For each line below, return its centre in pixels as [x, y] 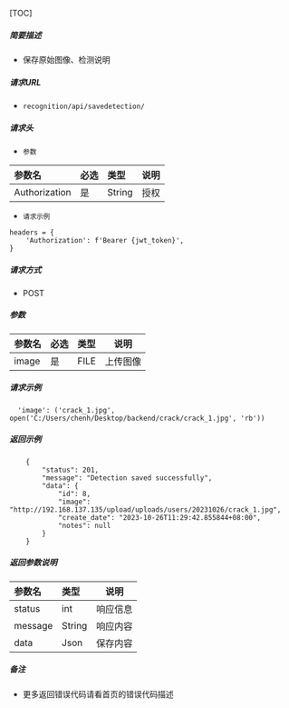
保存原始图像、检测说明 [66, 59]
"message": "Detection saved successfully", [127, 478]
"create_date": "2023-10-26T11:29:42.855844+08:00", [159, 517]
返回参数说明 [33, 563]
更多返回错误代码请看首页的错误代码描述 [98, 693]
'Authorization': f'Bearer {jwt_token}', [105, 240]
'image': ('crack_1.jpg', [67, 410]
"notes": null [84, 525]
